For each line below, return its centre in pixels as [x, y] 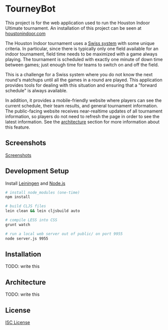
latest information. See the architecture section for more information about [82, 122]
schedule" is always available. [36, 90]
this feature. [18, 127]
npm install [18, 197]
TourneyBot [31, 9]
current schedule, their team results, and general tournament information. [81, 105]
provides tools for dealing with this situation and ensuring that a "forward [81, 85]
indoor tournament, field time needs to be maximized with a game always [81, 54]
